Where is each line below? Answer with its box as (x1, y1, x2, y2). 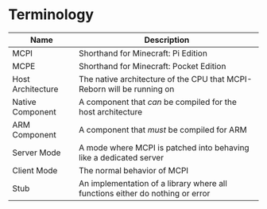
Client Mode (12, 164, 58, 176)
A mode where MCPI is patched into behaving (78, 141, 250, 153)
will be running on (107, 83, 175, 95)
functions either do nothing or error (78, 188, 211, 199)
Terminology (8, 6, 94, 24)
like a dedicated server (78, 152, 164, 163)
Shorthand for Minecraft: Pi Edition (78, 48, 208, 59)
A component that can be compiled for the (78, 96, 237, 107)
